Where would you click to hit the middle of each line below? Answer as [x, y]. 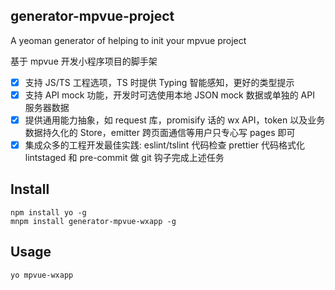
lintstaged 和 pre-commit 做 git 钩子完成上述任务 [124, 158]
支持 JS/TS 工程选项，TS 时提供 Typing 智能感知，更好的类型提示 [159, 82]
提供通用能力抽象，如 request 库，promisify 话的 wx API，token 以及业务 [175, 120]
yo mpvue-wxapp [42, 275]
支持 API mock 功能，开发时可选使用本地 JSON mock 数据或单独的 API [169, 95]
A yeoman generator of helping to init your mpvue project [128, 40]
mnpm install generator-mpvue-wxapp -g [93, 221]
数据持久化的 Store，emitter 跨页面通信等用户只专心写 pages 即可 [160, 132]
